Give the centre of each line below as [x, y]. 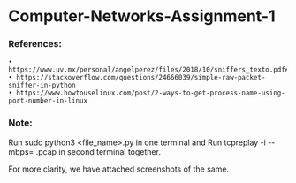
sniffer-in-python [42, 86]
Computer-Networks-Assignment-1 [142, 16]
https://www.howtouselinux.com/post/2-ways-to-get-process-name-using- [151, 93]
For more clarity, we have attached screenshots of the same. [119, 169]
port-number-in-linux [48, 101]
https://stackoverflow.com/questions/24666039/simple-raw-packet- [141, 78]
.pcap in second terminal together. [98, 151]
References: [35, 44]
